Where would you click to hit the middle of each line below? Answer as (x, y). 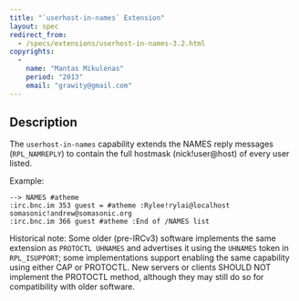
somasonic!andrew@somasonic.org (71, 214)
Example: (27, 181)
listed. (21, 164)
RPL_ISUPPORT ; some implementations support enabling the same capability (149, 258)
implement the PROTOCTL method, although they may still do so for (137, 277)
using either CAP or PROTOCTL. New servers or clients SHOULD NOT (140, 267)
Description (43, 122)
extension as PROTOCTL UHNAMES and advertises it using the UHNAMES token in (149, 248)
